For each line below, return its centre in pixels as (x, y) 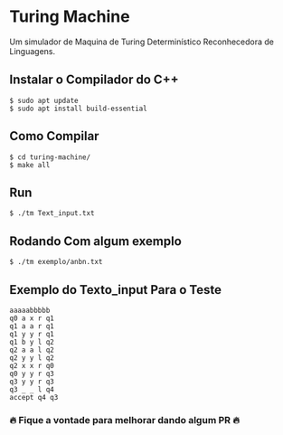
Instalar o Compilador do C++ (94, 80)
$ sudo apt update (44, 100)
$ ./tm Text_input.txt (52, 213)
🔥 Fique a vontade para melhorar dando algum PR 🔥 (124, 420)
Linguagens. (33, 51)
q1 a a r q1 (32, 326)
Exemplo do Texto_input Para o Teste (115, 290)
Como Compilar (54, 136)
